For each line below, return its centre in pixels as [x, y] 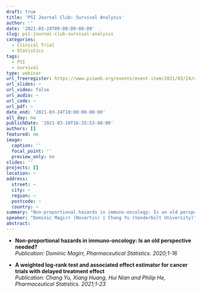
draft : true [21, 12]
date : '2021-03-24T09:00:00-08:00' [51, 28]
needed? [26, 247]
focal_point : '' [32, 151]
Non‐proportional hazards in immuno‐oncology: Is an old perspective [103, 240]
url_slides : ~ [24, 84]
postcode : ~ [27, 201]
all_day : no [21, 117]
